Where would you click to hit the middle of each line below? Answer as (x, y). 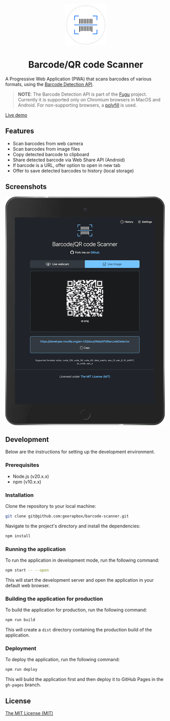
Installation (20, 495)
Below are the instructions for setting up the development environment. (80, 452)
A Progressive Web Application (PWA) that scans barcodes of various (78, 79)
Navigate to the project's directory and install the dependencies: (73, 526)
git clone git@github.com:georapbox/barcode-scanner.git (67, 516)
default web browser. (28, 585)
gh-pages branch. (23, 685)
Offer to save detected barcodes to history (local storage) (73, 171)
